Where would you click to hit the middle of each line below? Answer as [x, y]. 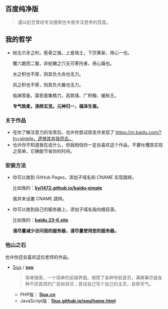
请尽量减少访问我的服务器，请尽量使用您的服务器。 [66, 231]
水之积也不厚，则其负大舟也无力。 [48, 74]
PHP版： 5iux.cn [38, 294]
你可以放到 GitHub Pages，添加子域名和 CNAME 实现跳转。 [74, 177]
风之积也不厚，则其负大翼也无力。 [48, 85]
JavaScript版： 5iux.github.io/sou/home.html [68, 300]
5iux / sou [23, 267]
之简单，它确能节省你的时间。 [43, 151]
